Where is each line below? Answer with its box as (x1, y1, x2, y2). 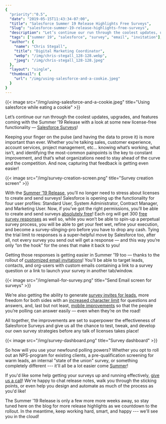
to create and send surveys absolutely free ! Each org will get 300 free (5, 211, 147, 216)
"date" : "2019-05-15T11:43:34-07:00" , (9, 16, 90, 21)
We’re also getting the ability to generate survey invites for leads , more (5, 292, 149, 298)
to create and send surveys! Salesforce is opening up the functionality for (5, 195, 155, 201)
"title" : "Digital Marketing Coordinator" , (14, 48, 105, 53)
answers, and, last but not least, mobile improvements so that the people (5, 302, 153, 308)
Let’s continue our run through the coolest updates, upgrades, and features (5, 114, 158, 120)
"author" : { (9, 40, 35, 44)
